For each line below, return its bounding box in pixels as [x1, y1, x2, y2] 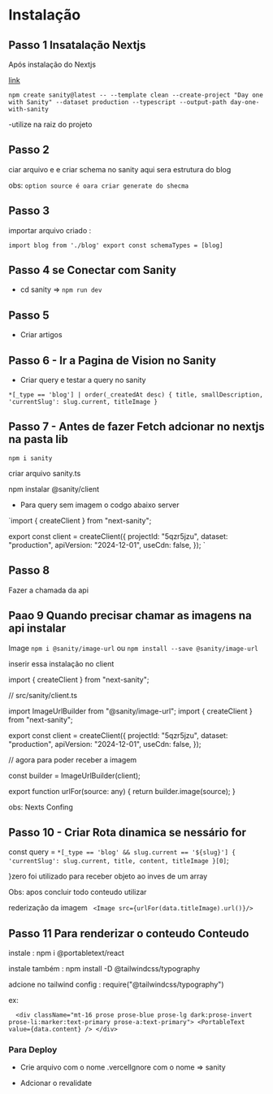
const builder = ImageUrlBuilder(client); [8, 771, 141, 780]
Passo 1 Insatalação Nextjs [8, 38, 146, 52]
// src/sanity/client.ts [8, 690, 78, 700]
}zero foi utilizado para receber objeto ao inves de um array [8, 871, 208, 881]
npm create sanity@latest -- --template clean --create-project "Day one [8, 91, 264, 99]
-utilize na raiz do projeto [8, 119, 93, 129]
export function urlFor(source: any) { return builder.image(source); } [8, 786, 236, 796]
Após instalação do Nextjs [8, 59, 96, 69]
